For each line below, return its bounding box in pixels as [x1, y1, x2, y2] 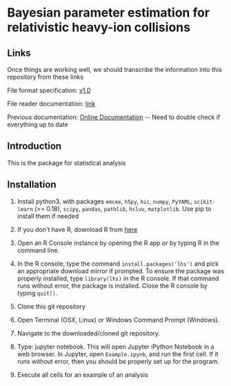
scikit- [194, 199, 216, 205]
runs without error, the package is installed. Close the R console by [17, 282, 208, 290]
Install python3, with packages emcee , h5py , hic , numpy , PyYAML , [17, 197, 193, 205]
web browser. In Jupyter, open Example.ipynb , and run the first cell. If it [17, 349, 219, 358]
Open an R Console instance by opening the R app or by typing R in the [17, 239, 219, 247]
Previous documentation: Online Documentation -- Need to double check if [7, 113, 221, 121]
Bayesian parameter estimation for [7, 5, 210, 21]
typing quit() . [17, 288, 58, 297]
